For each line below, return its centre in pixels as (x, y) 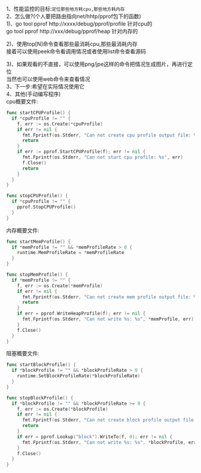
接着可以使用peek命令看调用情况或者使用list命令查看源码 (76, 51)
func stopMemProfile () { (37, 274)
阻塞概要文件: (23, 353)
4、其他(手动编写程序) (33, 94)
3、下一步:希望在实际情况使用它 (45, 86)
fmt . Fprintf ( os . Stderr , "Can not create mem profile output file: (106, 297)
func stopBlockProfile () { (40, 398)
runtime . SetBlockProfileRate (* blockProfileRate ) (79, 376)
